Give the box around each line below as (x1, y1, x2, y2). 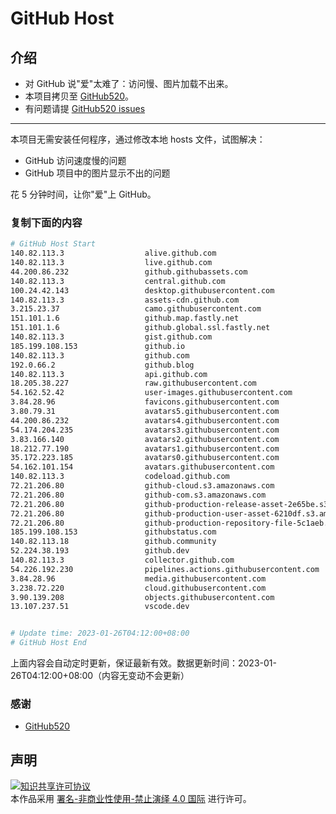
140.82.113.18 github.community (10, 537, 217, 547)
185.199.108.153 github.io (10, 341, 186, 351)
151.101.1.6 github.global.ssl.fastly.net (10, 323, 271, 333)
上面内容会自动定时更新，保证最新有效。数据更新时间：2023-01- (10, 657, 277, 669)
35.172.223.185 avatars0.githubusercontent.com (10, 453, 280, 463)
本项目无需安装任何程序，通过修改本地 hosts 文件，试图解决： (10, 133, 266, 145)
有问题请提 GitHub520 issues (24, 103, 146, 114)
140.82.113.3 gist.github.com (10, 332, 213, 342)
